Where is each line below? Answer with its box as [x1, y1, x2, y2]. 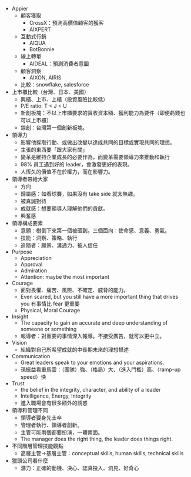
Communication [11, 353, 51, 359]
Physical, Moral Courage [20, 307, 81, 313]
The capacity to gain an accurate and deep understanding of [20, 319, 168, 326]
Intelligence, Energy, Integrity [20, 392, 92, 399]
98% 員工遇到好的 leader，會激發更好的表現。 [20, 161, 133, 168]
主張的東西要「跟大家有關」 [20, 146, 88, 153]
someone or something [20, 326, 77, 332]
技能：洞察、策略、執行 [20, 235, 78, 241]
